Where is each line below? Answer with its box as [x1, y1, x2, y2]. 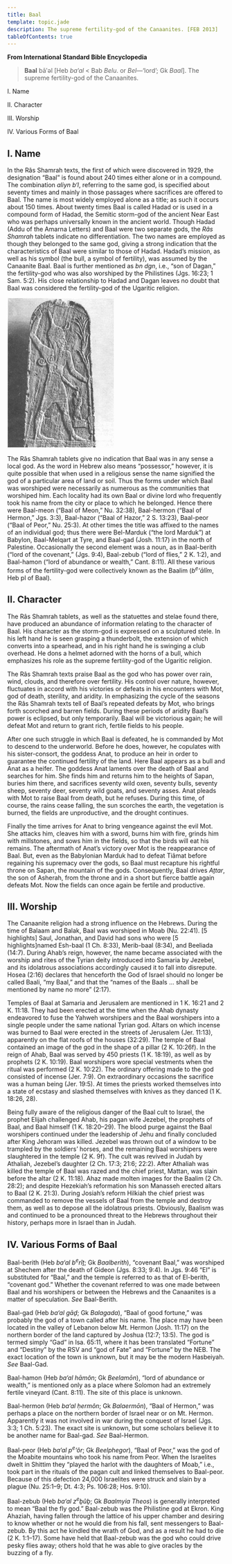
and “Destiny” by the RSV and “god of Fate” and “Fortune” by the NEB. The [7, 1345, 221, 1353]
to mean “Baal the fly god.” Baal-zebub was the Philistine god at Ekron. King [7, 1504, 224, 1513]
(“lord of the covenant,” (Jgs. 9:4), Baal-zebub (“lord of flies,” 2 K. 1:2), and [7, 550, 222, 559]
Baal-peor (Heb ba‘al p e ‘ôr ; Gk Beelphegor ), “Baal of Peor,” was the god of [7, 1444, 220, 1454]
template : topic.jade [7, 18, 70, 26]
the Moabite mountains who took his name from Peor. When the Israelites [7, 1453, 217, 1461]
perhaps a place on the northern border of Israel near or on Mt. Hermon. [7, 1409, 213, 1417]
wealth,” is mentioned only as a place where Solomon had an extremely [7, 1380, 211, 1389]
